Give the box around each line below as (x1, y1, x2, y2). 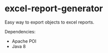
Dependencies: (4, 28, 36, 34)
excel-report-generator (4, 3, 104, 14)
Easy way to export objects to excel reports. (4, 19, 95, 25)
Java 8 (11, 43, 26, 49)
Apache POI (11, 38, 37, 44)
